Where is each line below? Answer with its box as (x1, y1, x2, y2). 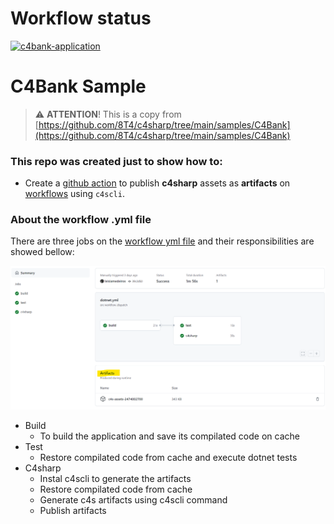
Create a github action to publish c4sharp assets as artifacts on (24, 177, 291, 189)
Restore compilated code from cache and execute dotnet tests (39, 452, 298, 464)
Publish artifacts (39, 505, 107, 517)
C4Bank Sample (10, 75, 147, 98)
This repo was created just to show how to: (10, 154, 223, 168)
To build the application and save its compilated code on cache (39, 430, 300, 442)
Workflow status (10, 7, 152, 30)
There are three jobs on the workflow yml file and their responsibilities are (10, 235, 315, 247)
